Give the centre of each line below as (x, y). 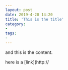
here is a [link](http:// (27, 62)
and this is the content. (29, 52)
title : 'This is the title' (35, 19)
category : (16, 24)
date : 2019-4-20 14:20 (29, 15)
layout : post (19, 10)
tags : (11, 33)
